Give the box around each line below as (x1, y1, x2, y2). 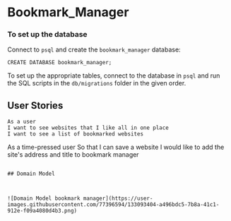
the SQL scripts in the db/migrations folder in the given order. (7, 79, 186, 88)
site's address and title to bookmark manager (7, 150, 139, 159)
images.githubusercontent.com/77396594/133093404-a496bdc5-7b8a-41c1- (7, 201, 220, 208)
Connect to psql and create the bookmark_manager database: (7, 45, 182, 54)
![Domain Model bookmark (7, 195, 81, 202)
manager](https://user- (83, 195, 153, 202)
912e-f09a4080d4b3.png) (7, 208, 78, 215)
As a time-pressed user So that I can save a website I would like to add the (7, 143, 225, 152)
